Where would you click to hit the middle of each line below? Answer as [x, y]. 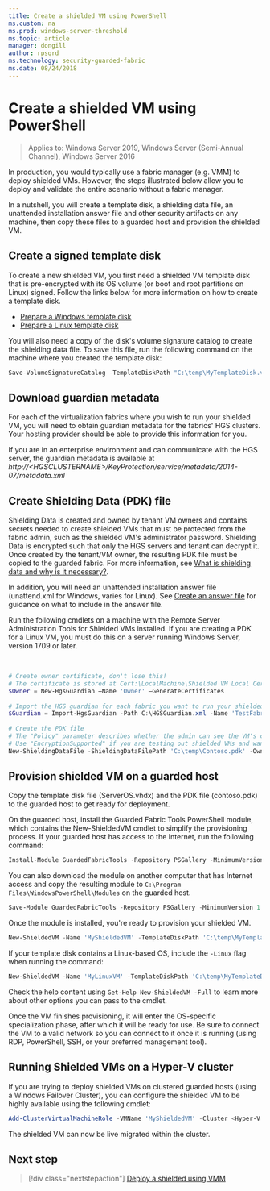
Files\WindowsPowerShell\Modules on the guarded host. [100, 893]
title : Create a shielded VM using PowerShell [88, 16]
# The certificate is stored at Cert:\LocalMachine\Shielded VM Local [129, 683]
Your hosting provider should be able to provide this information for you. [128, 434]
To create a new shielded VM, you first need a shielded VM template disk [129, 275]
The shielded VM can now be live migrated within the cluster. [109, 1134]
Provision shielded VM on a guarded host [113, 776]
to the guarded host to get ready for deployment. [89, 804]
